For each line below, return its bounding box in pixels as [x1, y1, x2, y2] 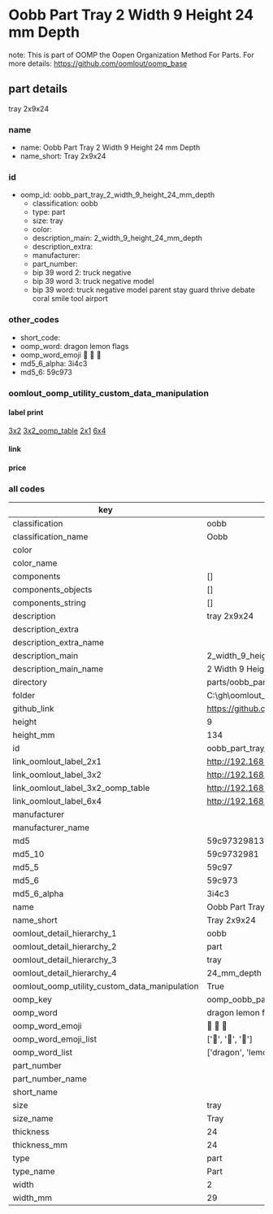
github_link [12, 703, 54, 714]
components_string [12, 597, 87, 609]
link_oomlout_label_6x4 [12, 796, 102, 807]
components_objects [12, 584, 93, 596]
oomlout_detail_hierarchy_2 [12, 941, 117, 953]
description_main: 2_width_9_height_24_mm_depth [32, 234, 203, 243]
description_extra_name [12, 637, 104, 648]
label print [8, 408, 44, 417]
